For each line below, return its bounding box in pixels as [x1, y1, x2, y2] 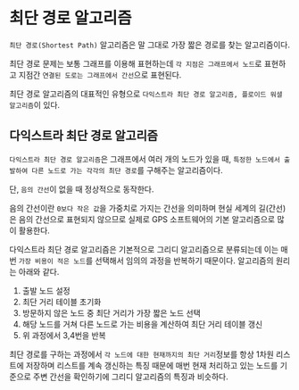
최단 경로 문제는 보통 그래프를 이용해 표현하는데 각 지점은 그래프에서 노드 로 [9, 58, 262, 69]
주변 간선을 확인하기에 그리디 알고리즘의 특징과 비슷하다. [32, 371, 229, 382]
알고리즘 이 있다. [9, 99, 61, 110]
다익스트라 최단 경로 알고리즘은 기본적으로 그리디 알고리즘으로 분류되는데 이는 [9, 244, 279, 254]
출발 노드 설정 [21, 285, 71, 295]
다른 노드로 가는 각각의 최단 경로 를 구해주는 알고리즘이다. [30, 164, 223, 175]
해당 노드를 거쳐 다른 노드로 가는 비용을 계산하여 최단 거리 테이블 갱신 [21, 319, 263, 329]
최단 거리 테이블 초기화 [21, 296, 102, 307]
